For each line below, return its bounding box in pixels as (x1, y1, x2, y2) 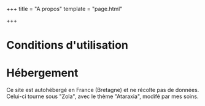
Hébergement (6, 66, 79, 80)
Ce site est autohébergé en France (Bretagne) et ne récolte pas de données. (6, 87, 199, 94)
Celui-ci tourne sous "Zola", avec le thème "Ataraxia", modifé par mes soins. (6, 93, 199, 100)
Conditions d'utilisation (6, 38, 129, 52)
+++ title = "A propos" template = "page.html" (6, 5, 123, 12)
